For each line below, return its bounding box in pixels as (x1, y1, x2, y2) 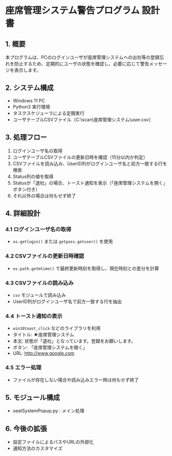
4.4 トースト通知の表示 (5, 312, 63, 319)
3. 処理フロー (5, 133, 47, 142)
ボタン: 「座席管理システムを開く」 (12, 344, 88, 351)
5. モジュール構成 (5, 393, 60, 402)
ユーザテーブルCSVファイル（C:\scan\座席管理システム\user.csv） (12, 116, 154, 122)
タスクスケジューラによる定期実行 (12, 110, 85, 116)
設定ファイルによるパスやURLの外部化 (12, 439, 94, 445)
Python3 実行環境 (12, 103, 50, 110)
